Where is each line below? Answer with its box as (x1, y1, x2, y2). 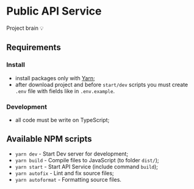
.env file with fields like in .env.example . (15, 87, 115, 95)
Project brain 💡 (6, 24, 44, 32)
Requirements (6, 43, 61, 53)
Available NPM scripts (6, 134, 92, 144)
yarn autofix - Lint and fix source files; (15, 169, 114, 177)
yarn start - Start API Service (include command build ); (15, 163, 159, 170)
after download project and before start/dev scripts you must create (15, 81, 189, 88)
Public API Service (6, 4, 102, 18)
